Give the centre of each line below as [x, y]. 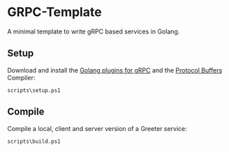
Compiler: [21, 77]
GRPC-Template [55, 12]
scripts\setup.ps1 [34, 90]
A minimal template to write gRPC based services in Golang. [94, 31]
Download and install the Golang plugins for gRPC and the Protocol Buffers [115, 70]
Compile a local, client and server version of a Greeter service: [97, 128]
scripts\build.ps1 [34, 141]
